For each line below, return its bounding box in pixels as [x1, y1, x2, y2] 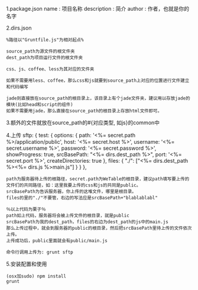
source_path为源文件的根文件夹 [6, 49, 75, 54]
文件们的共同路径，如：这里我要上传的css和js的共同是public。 [6, 182, 141, 188]
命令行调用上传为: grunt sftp [6, 249, 74, 255]
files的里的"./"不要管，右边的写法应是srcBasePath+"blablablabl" [6, 195, 158, 201]
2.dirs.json [6, 24, 32, 31]
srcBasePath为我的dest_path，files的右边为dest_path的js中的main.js [6, 219, 168, 225]
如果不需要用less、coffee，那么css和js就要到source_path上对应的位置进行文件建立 [6, 78, 190, 83]
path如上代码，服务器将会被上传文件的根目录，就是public [6, 212, 130, 218]
